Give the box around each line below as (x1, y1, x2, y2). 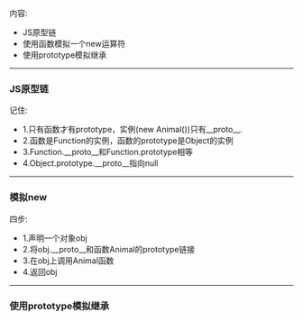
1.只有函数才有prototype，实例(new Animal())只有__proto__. (22, 124, 243, 135)
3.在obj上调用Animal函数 (22, 255, 115, 266)
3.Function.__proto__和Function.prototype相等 (22, 147, 194, 158)
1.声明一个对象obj (22, 233, 87, 243)
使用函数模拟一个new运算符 (22, 39, 126, 49)
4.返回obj (22, 266, 58, 277)
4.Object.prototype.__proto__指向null (22, 158, 159, 169)
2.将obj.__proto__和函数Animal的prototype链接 (22, 243, 196, 254)
